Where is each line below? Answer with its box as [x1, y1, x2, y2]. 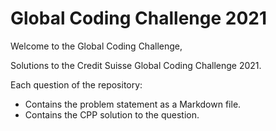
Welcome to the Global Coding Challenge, [10, 40, 183, 52]
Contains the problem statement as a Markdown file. [24, 98, 242, 110]
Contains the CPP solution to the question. [24, 108, 200, 121]
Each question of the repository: [10, 78, 143, 91]
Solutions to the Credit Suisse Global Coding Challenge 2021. [10, 59, 262, 71]
